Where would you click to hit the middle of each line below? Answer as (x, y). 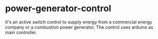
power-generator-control (58, 9)
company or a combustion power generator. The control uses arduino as (79, 27)
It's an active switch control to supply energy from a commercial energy (79, 22)
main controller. (21, 32)
